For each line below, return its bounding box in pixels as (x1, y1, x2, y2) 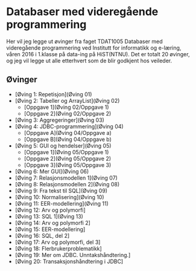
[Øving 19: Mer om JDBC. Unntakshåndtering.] (14, 251, 131, 258)
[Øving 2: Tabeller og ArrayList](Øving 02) (14, 97, 120, 104)
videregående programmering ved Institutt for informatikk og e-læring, (6, 44, 182, 51)
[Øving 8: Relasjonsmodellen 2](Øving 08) (14, 180, 120, 188)
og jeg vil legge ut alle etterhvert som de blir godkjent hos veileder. (6, 57, 172, 64)
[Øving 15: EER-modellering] (14, 226, 86, 233)
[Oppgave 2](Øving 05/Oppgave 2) (24, 155, 112, 162)
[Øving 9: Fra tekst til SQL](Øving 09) (14, 187, 107, 194)
